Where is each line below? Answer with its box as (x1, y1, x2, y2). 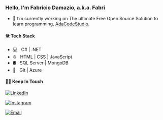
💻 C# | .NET (12, 46, 42, 52)
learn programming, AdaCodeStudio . (12, 21, 90, 27)
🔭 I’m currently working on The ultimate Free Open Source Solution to (12, 16, 158, 22)
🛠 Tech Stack (5, 32, 35, 39)
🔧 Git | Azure (12, 67, 42, 73)
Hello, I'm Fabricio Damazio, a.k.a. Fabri (5, 4, 105, 11)
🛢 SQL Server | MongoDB (12, 60, 69, 66)
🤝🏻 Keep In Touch (5, 78, 43, 85)
